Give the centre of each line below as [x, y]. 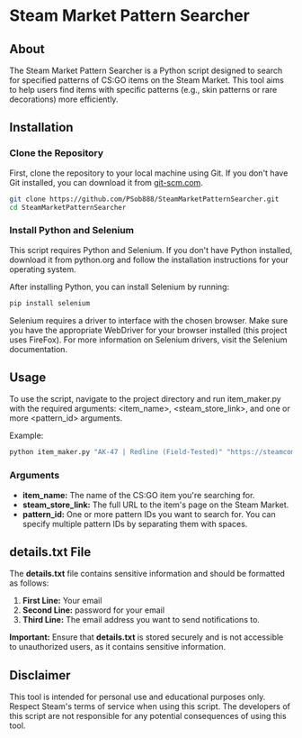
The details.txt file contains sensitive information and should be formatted [147, 574]
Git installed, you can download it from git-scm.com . [107, 182]
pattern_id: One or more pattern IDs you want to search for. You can [149, 514]
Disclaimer [40, 675]
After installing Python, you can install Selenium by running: [120, 287]
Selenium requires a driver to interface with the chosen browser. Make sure [149, 320]
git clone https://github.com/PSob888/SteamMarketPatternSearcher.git [144, 199]
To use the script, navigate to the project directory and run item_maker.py [145, 399]
